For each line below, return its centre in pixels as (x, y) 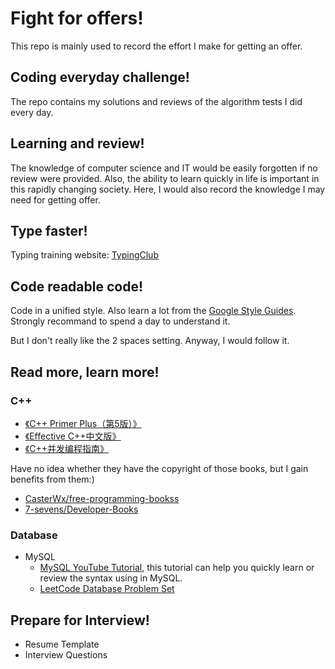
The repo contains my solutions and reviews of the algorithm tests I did (156, 101)
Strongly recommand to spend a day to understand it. (120, 321)
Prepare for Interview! (80, 620)
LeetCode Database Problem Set (107, 589)
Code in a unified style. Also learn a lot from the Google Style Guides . (153, 311)
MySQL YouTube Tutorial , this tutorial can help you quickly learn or (177, 568)
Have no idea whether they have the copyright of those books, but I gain (159, 468)
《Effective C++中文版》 (73, 436)
